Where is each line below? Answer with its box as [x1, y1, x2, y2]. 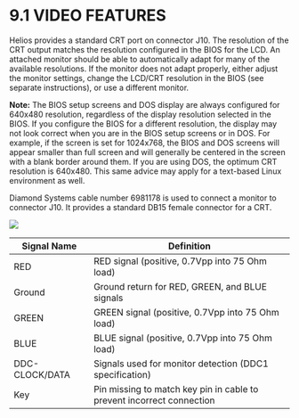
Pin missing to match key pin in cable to [93, 382, 259, 395]
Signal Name [21, 240, 77, 252]
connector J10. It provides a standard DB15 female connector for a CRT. [9, 201, 272, 212]
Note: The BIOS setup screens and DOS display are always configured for [9, 99, 280, 110]
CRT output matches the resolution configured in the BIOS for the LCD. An [9, 44, 280, 54]
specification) [93, 368, 151, 381]
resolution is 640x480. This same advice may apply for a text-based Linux [9, 166, 282, 176]
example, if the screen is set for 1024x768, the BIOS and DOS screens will [9, 137, 280, 148]
